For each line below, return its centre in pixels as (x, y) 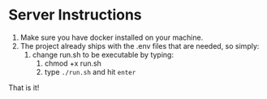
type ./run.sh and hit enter (90, 71)
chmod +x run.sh (73, 63)
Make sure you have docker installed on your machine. (112, 37)
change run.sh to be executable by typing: (103, 54)
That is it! (24, 88)
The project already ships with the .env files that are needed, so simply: (140, 45)
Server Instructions (75, 15)
